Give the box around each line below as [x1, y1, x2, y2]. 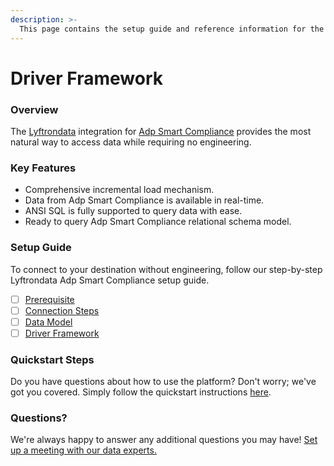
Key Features [10, 161, 77, 175]
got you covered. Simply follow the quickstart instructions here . [10, 386, 272, 398]
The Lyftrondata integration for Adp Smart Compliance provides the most [10, 125, 312, 137]
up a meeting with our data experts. [10, 444, 157, 456]
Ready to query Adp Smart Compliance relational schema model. [24, 216, 292, 228]
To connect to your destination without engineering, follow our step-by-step [10, 263, 323, 275]
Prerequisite [24, 293, 75, 305]
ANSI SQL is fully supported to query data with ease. [24, 205, 243, 217]
